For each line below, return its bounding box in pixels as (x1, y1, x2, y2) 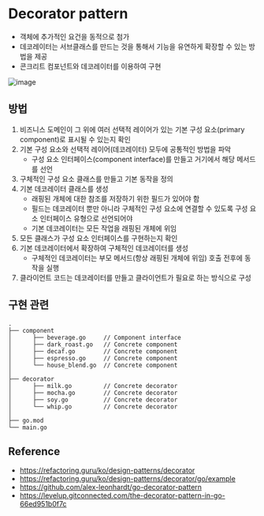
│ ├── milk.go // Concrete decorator (8, 382, 178, 390)
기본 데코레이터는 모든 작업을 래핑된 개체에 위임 (31, 223, 177, 233)
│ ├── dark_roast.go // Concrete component (8, 341, 178, 348)
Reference (8, 444, 61, 458)
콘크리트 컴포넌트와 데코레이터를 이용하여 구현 (19, 61, 162, 71)
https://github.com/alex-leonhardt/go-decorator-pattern (19, 483, 203, 492)
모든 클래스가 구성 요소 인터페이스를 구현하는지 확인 (19, 233, 178, 243)
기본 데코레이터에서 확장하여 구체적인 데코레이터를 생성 (19, 243, 189, 253)
